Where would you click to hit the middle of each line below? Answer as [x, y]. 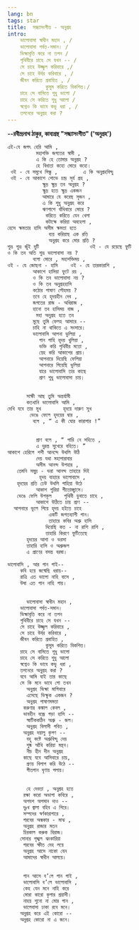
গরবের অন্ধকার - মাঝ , [47, 820]
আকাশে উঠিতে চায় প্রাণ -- [63, 502]
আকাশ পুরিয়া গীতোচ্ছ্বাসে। [60, 490]
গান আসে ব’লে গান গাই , [51, 876]
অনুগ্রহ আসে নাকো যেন [45, 851]
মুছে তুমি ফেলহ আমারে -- [60, 321]
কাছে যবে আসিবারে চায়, [47, 758]
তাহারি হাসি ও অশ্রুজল [48, 545]
